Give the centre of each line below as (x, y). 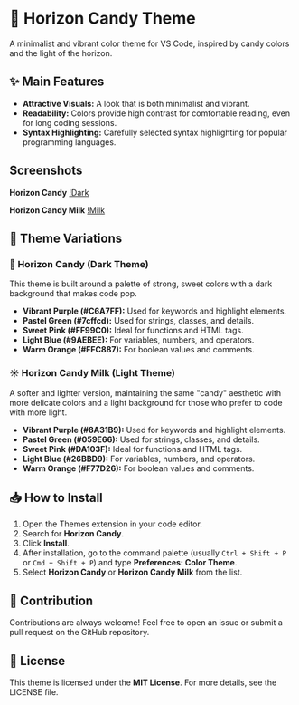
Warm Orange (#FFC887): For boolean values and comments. (138, 350)
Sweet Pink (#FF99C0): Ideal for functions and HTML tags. (133, 331)
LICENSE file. (34, 691)
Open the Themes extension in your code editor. (112, 524)
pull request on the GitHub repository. (79, 633)
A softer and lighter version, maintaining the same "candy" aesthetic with (145, 392)
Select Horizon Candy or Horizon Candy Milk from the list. (132, 572)
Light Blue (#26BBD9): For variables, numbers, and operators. (139, 459)
